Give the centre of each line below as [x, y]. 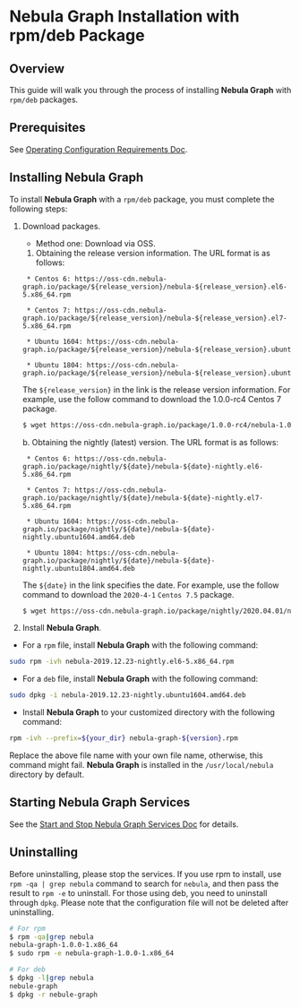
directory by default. [47, 774]
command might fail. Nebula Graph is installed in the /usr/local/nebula [141, 765]
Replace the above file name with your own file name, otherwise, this [136, 755]
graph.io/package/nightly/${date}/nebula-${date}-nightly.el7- [143, 498]
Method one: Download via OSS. [95, 243]
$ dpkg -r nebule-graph [54, 995]
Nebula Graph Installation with [124, 17]
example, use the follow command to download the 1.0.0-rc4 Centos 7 [152, 399]
